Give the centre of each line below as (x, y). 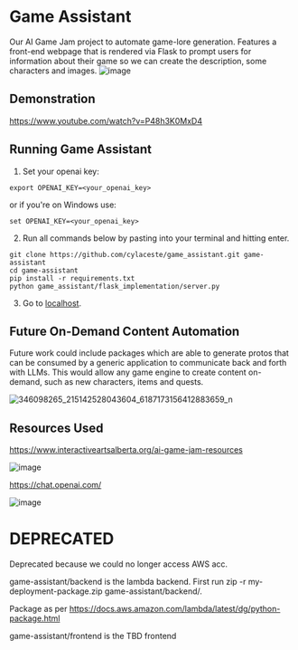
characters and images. (53, 71)
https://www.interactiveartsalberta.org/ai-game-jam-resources (126, 450)
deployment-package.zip (56, 591)
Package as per (38, 609)
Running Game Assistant (80, 150)
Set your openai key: (61, 171)
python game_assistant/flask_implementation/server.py (115, 286)
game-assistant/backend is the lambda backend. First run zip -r (128, 582)
